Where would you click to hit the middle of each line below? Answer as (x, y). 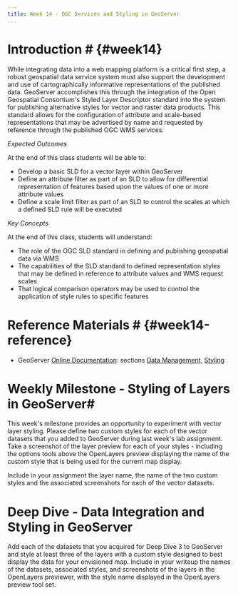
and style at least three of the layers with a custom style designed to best (115, 555)
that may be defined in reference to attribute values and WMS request (120, 273)
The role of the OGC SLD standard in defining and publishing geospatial (123, 251)
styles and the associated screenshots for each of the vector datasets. (111, 483)
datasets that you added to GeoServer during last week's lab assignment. (115, 439)
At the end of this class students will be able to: (77, 157)
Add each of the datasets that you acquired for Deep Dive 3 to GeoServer (115, 547)
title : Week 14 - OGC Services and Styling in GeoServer (94, 14)
